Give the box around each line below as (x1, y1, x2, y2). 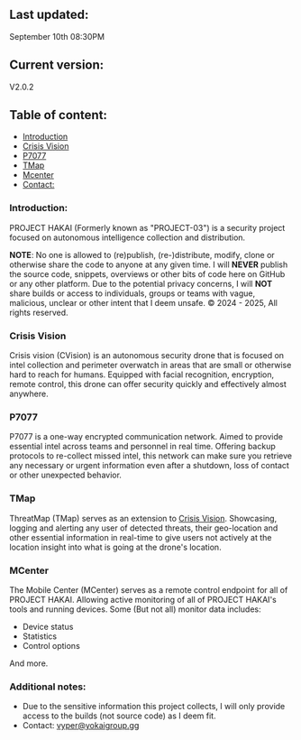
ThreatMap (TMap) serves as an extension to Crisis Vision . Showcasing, (9, 513, 278, 523)
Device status (22, 621, 74, 632)
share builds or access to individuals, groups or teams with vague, (9, 288, 256, 299)
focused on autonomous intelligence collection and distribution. (9, 232, 246, 243)
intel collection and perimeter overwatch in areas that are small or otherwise (9, 360, 292, 371)
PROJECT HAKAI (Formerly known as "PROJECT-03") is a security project (9, 222, 286, 233)
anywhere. (9, 388, 49, 400)
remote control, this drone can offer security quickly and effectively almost (9, 379, 287, 390)
